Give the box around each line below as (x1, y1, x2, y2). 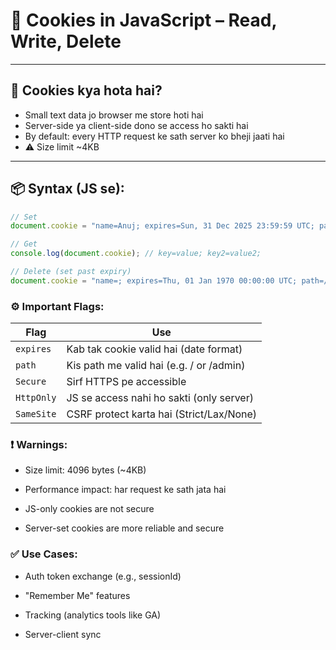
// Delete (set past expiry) (10, 267, 132, 277)
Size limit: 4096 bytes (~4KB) (24, 464, 147, 476)
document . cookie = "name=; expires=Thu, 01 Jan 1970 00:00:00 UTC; (10, 275, 298, 286)
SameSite (15, 409, 57, 420)
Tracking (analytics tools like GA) (24, 609, 162, 621)
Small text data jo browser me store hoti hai (24, 109, 204, 121)
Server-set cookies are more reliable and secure (24, 522, 225, 534)
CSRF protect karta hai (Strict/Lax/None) (66, 407, 258, 421)
